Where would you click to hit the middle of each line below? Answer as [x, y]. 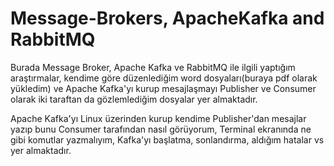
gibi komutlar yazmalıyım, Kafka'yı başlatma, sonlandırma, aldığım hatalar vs [167, 139]
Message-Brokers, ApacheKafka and [167, 18]
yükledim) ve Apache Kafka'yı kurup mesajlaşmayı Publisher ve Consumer [163, 88]
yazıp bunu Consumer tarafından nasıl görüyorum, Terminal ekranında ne [161, 129]
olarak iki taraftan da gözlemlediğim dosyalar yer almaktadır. [134, 99]
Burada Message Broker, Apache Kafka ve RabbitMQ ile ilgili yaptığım [153, 67]
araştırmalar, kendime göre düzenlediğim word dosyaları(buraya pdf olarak [164, 78]
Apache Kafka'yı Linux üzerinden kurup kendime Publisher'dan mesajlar [158, 118]
